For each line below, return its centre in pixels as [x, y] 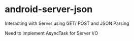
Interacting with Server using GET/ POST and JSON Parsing [67, 23]
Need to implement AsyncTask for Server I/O [52, 33]
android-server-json [49, 9]
